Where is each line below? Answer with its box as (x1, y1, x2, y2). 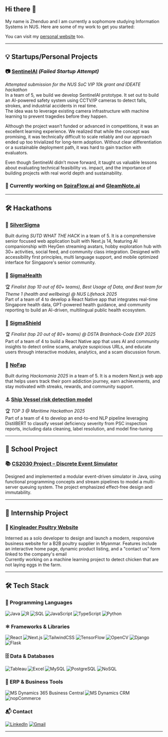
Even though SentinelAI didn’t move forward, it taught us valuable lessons (5, 159, 157, 165)
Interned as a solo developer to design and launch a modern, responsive (5, 535, 154, 541)
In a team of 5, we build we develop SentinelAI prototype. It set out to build (5, 92, 159, 98)
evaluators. (5, 149, 28, 155)
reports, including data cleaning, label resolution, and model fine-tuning (5, 426, 153, 432)
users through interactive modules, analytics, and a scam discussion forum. (5, 349, 161, 355)
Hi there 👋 (5, 5, 36, 14)
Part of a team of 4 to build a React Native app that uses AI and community (5, 338, 159, 344)
